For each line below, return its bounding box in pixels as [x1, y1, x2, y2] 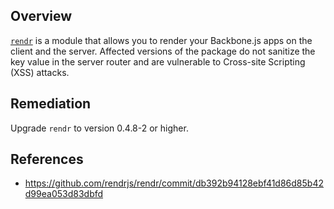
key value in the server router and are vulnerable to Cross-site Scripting [10, 55, 306, 68]
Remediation [10, 95, 92, 113]
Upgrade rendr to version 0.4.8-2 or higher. [10, 122, 189, 134]
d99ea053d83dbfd [24, 188, 104, 200]
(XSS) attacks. [10, 66, 70, 78]
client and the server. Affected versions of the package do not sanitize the [10, 45, 316, 57]
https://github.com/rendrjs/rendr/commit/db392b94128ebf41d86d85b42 [24, 177, 324, 189]
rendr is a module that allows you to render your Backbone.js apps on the [10, 34, 313, 46]
